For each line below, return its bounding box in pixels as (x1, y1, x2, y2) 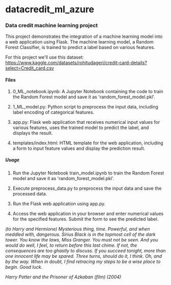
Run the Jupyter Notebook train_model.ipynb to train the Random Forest (12, 170, 164, 176)
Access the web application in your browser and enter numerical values (12, 210, 164, 216)
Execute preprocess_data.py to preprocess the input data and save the (12, 185, 162, 191)
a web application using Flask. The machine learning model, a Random (5, 39, 154, 45)
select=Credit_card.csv (5, 65, 55, 71)
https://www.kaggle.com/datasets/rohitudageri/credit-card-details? (5, 60, 147, 66)
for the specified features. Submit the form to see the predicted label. (12, 216, 159, 222)
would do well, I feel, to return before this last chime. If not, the (5, 242, 137, 248)
